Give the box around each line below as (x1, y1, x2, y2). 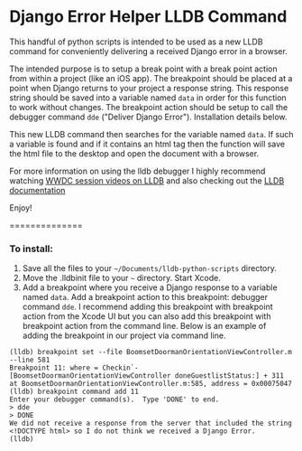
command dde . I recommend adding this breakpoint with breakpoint (22, 301, 273, 313)
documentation (9, 184, 66, 195)
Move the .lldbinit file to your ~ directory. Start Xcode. (22, 273, 221, 284)
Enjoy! (9, 202, 33, 213)
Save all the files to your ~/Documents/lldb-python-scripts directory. (22, 263, 278, 274)
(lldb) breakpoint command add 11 (9, 387, 140, 397)
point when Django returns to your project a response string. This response (9, 82, 289, 93)
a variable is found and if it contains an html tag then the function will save (9, 138, 286, 149)
